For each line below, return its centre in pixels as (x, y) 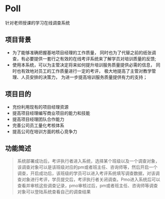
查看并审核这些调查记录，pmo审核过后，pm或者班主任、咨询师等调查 (87, 186)
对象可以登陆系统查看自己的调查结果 (54, 192)
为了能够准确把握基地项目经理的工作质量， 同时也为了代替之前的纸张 (82, 53)
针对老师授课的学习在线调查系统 (37, 23)
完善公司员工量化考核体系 (38, 125)
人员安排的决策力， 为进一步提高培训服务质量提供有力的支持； (84, 77)
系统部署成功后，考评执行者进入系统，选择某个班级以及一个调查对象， (88, 161)
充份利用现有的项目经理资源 (40, 107)
